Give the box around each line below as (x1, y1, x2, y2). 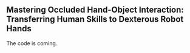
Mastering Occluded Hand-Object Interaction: (6, 5, 184, 15)
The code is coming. (6, 39, 58, 47)
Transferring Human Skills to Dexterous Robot (6, 14, 184, 25)
